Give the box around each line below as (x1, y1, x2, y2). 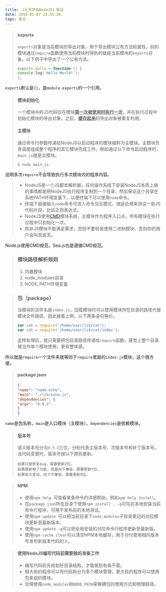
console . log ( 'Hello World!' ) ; (17, 71, 80, 76)
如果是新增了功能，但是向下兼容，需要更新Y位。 (17, 467, 101, 472)
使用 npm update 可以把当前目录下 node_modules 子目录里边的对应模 (24, 513, 159, 519)
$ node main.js (17, 162, 49, 167)
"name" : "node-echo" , (17, 388, 62, 393)
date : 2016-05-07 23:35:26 (5, 12, 61, 17)
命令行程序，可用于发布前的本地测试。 (24, 507, 103, 513)
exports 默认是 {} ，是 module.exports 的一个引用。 (5, 85, 104, 91)
